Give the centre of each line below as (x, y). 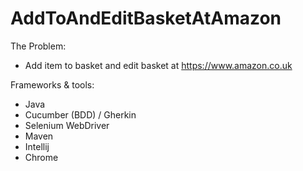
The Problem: (38, 46)
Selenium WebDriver (67, 125)
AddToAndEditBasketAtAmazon (146, 18)
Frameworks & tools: (52, 84)
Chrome (41, 157)
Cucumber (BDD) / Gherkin (80, 114)
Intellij (37, 146)
